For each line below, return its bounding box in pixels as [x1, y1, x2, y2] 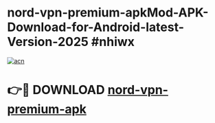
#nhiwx [91, 34, 135, 49]
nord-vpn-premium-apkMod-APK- [7, 5, 209, 21]
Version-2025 [7, 34, 89, 49]
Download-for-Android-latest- [7, 19, 184, 35]
